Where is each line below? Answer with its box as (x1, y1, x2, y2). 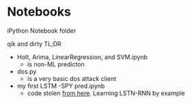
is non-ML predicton (27, 60, 85, 68)
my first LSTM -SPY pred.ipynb (16, 82, 105, 90)
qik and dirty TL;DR (7, 39, 61, 48)
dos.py (16, 67, 37, 75)
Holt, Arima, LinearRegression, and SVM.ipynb (16, 52, 148, 61)
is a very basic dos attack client (27, 74, 117, 82)
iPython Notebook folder (7, 27, 77, 35)
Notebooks (7, 4, 72, 20)
